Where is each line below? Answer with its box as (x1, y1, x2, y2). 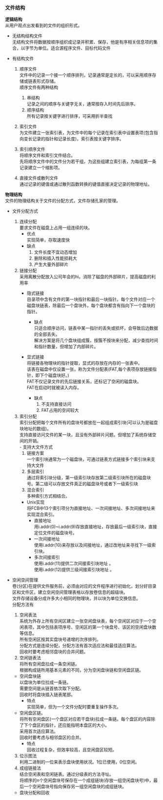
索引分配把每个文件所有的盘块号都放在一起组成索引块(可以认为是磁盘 (19, 420, 158, 425)
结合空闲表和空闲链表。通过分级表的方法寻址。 (19, 771, 114, 777)
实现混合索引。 (26, 511, 57, 518)
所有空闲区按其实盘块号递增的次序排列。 (19, 636, 101, 643)
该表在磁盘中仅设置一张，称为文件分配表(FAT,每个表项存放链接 (26, 366, 153, 372)
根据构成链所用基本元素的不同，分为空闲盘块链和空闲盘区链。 (19, 667, 144, 673)
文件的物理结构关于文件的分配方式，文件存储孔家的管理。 (5, 198, 121, 204)
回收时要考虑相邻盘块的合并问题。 (19, 649, 88, 655)
